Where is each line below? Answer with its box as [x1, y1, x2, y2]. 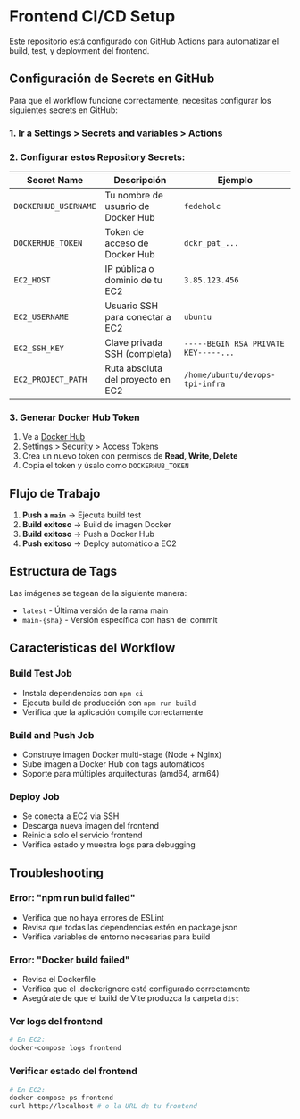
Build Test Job [9, 668, 73, 680]
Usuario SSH [104, 299, 159, 312]
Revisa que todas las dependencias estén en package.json [21, 921, 238, 932]
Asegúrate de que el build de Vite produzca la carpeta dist [21, 993, 239, 1004]
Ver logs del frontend [9, 1015, 103, 1028]
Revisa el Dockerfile [21, 974, 96, 985]
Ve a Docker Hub [21, 432, 86, 442]
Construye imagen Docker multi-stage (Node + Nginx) [21, 749, 222, 760]
